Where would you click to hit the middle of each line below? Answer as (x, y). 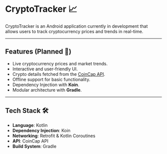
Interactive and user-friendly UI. (45, 69)
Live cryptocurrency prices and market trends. (60, 63)
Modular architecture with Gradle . (47, 90)
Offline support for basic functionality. (51, 79)
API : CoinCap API (30, 141)
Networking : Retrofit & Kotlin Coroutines (54, 136)
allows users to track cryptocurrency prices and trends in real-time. (74, 31)
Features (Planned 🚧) (38, 52)
